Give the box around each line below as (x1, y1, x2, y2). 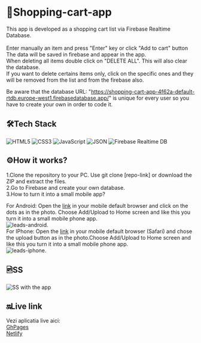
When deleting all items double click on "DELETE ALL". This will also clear (6, 57, 187, 64)
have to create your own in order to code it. (6, 100, 113, 108)
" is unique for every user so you (108, 94, 190, 102)
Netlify (6, 330, 23, 337)
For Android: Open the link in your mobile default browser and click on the (6, 202, 188, 209)
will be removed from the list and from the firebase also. (6, 76, 144, 83)
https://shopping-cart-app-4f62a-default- (90, 88, 195, 95)
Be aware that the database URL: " (6, 88, 92, 95)
